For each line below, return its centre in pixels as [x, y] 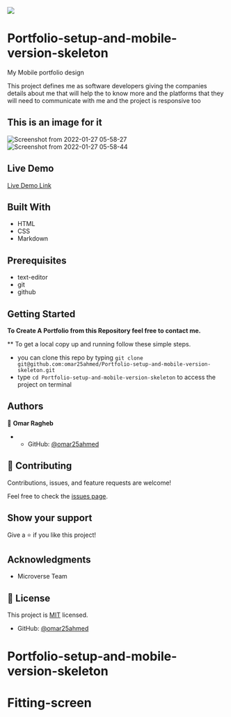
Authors [25, 406]
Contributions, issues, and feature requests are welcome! [89, 483]
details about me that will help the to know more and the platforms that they [115, 93]
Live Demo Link [30, 185]
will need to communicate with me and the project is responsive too [104, 100]
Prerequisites [37, 260]
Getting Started [41, 314]
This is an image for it [55, 123]
